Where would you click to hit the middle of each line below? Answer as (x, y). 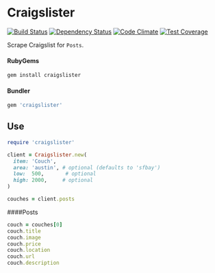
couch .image (24, 237)
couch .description (33, 263)
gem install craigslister (44, 75)
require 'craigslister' (41, 142)
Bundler (19, 91)
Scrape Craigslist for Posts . (46, 45)
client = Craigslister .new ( (47, 155)
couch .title (24, 231)
